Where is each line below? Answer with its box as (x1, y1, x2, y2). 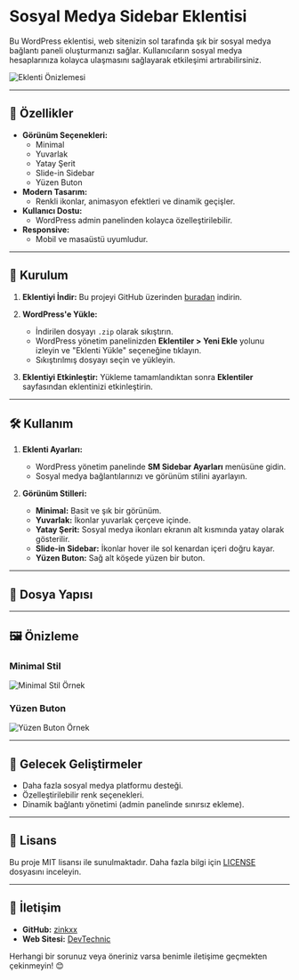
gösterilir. (35, 534, 70, 545)
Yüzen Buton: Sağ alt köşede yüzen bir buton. (35, 553, 206, 563)
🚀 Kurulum (9, 268, 69, 283)
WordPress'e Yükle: (21, 309, 98, 320)
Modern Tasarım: (21, 186, 87, 197)
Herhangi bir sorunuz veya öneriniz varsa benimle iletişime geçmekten (9, 951, 268, 961)
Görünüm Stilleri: (21, 488, 87, 499)
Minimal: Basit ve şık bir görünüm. (35, 506, 162, 516)
